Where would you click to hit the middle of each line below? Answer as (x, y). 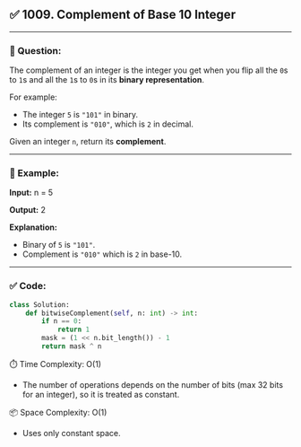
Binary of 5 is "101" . (59, 245)
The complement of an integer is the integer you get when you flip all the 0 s (149, 70)
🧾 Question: (35, 50)
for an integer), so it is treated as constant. (101, 394)
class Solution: (39, 304)
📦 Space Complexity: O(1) (58, 412)
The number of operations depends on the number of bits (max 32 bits (153, 384)
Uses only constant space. (71, 433)
